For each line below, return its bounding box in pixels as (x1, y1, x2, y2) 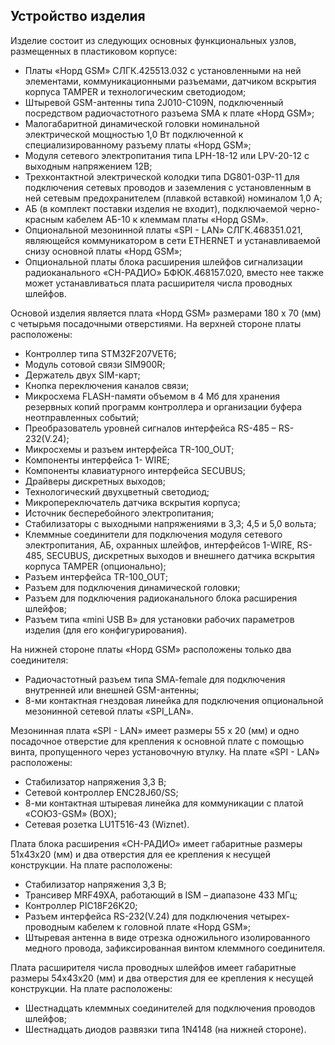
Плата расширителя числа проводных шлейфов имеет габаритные (10, 961, 297, 973)
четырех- (249, 910, 291, 922)
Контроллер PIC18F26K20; (24, 899, 138, 911)
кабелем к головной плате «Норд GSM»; (77, 920, 252, 933)
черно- (289, 202, 321, 214)
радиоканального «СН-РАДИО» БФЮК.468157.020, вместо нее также (24, 266, 324, 278)
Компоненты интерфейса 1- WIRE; (24, 454, 170, 466)
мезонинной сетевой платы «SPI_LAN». (24, 705, 194, 717)
